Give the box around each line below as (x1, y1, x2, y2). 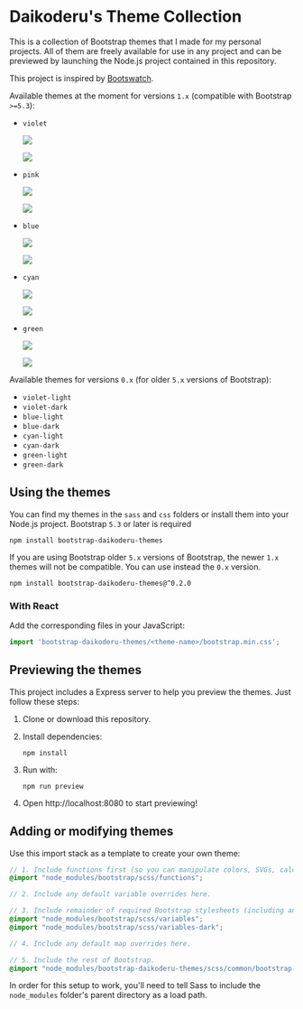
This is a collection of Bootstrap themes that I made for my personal (9, 36, 262, 47)
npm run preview (22, 782, 84, 791)
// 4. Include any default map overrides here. (9, 939, 192, 949)
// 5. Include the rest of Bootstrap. (9, 955, 155, 965)
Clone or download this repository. (22, 713, 151, 724)
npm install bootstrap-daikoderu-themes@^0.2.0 (9, 579, 192, 588)
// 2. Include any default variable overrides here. (9, 890, 212, 899)
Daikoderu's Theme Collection (9, 6, 242, 27)
